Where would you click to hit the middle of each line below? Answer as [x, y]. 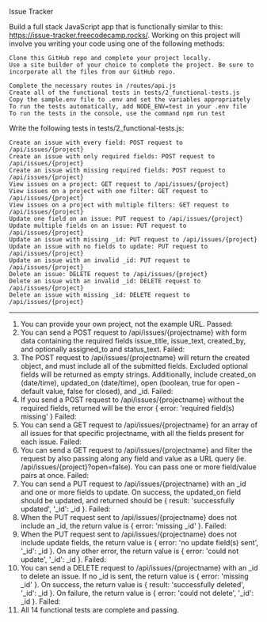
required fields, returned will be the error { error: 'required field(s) [127, 408]
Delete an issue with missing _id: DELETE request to [100, 295]
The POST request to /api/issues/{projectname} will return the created [135, 358]
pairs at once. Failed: [55, 475]
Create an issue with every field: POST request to [96, 142]
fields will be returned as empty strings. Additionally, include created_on [138, 374]
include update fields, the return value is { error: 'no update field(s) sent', [139, 542]
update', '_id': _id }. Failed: [63, 559]
